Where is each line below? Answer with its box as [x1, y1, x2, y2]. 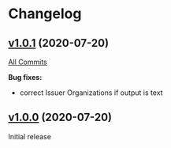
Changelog [8, 5, 82, 23]
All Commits [8, 57, 47, 66]
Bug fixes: [8, 73, 43, 82]
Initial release [8, 131, 51, 141]
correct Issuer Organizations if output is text [19, 88, 163, 97]
